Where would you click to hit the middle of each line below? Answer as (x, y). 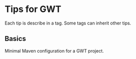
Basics (15, 39)
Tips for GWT (33, 9)
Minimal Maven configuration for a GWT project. (54, 50)
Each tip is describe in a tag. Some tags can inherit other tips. (68, 23)
